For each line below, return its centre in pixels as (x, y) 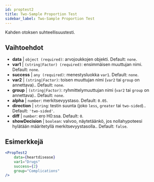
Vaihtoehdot (24, 47)
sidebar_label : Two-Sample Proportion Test (50, 18)
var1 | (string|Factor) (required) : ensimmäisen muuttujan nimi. (77, 65)
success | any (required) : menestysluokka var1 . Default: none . (75, 75)
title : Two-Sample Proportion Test (41, 14)
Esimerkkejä (24, 141)
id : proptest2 (19, 9)
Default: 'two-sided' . (33, 111)
